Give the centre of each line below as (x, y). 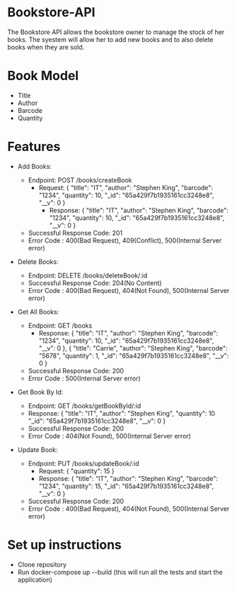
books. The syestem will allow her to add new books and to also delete (110, 39)
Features (34, 147)
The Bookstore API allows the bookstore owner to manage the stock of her (116, 32)
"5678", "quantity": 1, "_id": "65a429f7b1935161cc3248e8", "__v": (134, 355)
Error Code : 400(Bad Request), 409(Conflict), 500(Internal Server (125, 240)
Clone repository (42, 564)
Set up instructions (65, 545)
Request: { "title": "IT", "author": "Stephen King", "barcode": (126, 187)
